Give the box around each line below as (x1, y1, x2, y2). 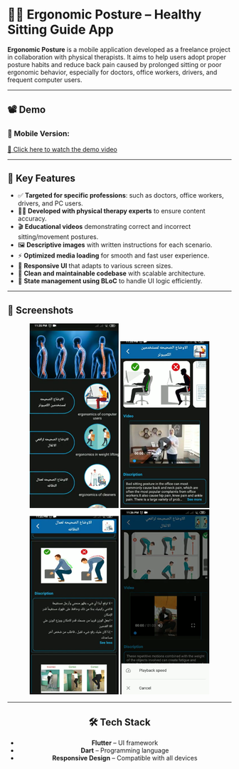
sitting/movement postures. (17, 233, 99, 241)
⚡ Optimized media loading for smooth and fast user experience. (17, 251, 210, 260)
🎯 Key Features (7, 173, 76, 185)
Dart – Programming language (80, 745, 169, 755)
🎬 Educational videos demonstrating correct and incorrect (17, 223, 191, 231)
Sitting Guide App (7, 21, 114, 38)
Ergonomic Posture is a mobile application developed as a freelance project (7, 45, 231, 54)
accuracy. (17, 214, 48, 223)
